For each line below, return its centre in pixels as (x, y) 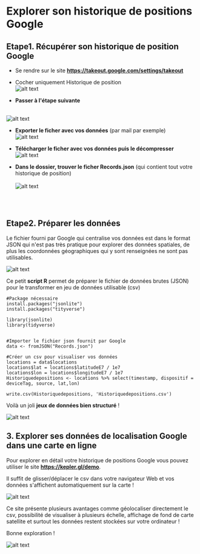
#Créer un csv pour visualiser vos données (62, 357)
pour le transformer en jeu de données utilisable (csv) (73, 287)
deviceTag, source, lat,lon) (43, 383)
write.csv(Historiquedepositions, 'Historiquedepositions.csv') (89, 394)
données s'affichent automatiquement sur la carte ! (70, 485)
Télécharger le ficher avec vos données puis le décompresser (94, 149)
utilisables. (20, 257)
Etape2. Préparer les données (63, 224)
